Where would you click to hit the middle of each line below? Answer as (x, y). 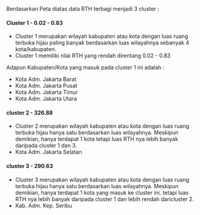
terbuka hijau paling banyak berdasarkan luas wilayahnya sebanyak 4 (102, 43)
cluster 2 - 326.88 (29, 113)
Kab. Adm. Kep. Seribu (43, 205)
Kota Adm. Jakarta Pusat (46, 86)
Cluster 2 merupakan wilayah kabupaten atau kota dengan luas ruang (102, 126)
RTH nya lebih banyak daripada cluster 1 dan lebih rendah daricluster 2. (105, 199)
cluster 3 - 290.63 (30, 166)
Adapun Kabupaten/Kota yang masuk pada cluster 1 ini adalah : (85, 68)
